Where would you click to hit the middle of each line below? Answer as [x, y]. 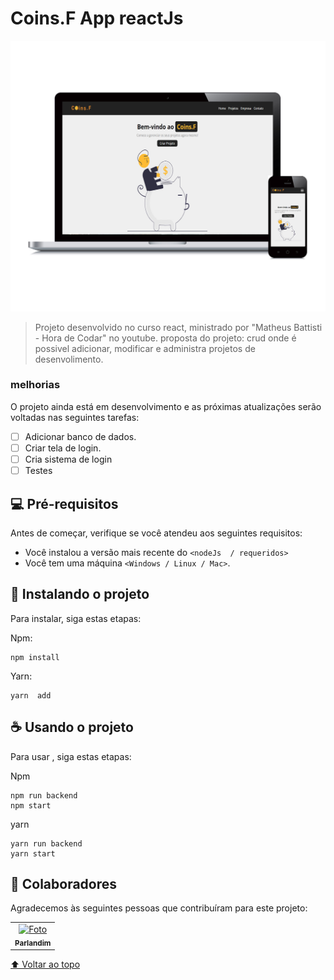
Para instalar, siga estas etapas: [76, 618]
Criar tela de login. [63, 448]
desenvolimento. [69, 359]
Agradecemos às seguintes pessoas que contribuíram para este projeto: [159, 908]
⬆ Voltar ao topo [45, 964]
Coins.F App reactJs [97, 18]
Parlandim [33, 943]
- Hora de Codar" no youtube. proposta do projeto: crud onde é [165, 338]
